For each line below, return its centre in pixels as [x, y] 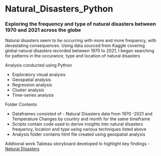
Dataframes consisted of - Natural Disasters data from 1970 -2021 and [82, 114]
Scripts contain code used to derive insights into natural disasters [77, 124]
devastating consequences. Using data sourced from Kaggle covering [75, 46]
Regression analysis [32, 85]
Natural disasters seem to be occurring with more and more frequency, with [81, 41]
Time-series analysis [33, 95]
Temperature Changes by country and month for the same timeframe [81, 119]
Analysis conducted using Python [39, 65]
